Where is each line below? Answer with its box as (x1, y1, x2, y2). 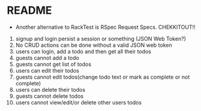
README (7, 4, 52, 17)
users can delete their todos (15, 86, 86, 93)
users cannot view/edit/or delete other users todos (15, 98, 142, 106)
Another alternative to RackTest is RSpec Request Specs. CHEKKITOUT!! (15, 23, 196, 31)
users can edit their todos (15, 67, 79, 74)
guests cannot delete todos (15, 92, 84, 100)
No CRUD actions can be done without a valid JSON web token (15, 41, 172, 49)
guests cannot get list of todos (15, 61, 92, 68)
